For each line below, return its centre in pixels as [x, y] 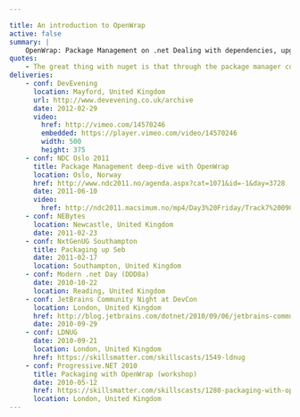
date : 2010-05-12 [65, 382]
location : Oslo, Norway [77, 175]
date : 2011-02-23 [65, 233]
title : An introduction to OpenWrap [77, 25]
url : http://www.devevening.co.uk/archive [113, 100]
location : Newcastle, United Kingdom [103, 224]
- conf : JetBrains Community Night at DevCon [112, 299]
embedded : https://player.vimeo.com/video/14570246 [140, 133]
